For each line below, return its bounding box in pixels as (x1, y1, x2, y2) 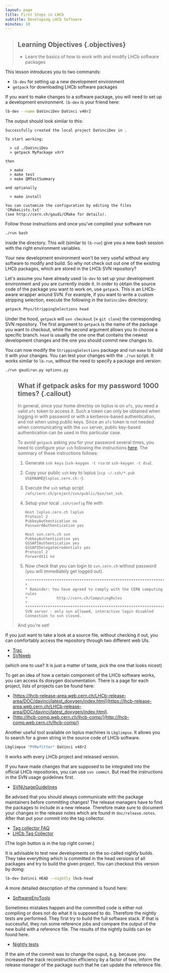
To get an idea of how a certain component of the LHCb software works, (5, 672, 155, 678)
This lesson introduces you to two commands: (5, 69, 101, 75)
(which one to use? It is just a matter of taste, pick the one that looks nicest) (5, 663, 162, 669)
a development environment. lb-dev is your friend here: (5, 99, 120, 105)
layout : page (5, 7, 33, 13)
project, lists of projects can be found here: (5, 683, 95, 689)
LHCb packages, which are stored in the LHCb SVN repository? (5, 265, 137, 271)
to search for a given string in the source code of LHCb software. (5, 735, 140, 741)
